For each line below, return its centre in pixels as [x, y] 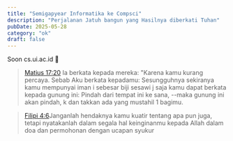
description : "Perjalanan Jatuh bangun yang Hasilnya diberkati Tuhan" [113, 20]
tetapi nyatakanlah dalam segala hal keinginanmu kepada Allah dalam [124, 123]
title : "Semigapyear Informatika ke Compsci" [74, 14]
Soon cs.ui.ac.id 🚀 [33, 59]
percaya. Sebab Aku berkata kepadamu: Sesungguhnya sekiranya [119, 80]
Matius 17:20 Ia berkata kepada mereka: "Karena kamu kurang [114, 73]
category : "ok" [29, 33]
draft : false [26, 40]
